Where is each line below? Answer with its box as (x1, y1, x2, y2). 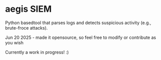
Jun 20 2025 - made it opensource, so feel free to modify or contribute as (5, 34, 156, 40)
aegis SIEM (5, 3, 52, 15)
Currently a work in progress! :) (5, 49, 69, 55)
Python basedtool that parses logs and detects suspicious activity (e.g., (5, 20, 152, 26)
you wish (5, 39, 24, 45)
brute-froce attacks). (5, 25, 48, 30)
